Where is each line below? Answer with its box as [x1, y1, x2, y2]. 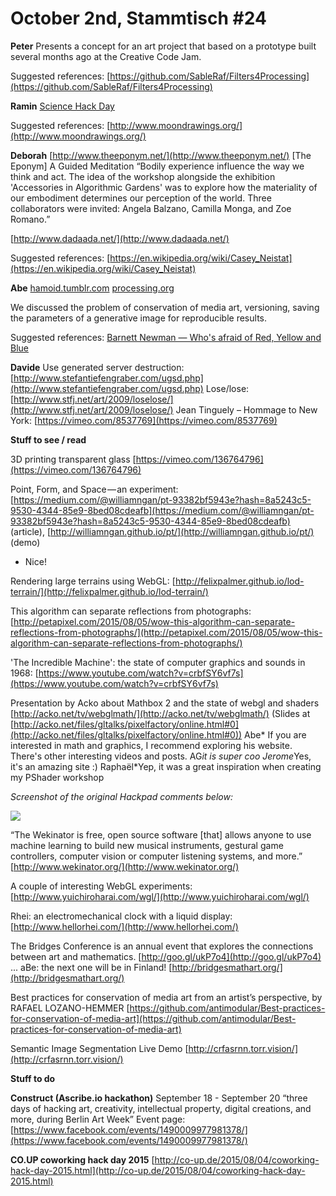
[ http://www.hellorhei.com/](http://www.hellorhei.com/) [10, 920, 239, 932]
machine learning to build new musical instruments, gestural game [10, 839, 284, 851]
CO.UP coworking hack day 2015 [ [10, 1153, 155, 1166]
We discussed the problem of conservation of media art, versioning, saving [10, 301, 320, 313]
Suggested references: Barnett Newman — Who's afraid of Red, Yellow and [10, 331, 322, 343]
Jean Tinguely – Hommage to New [175, 403, 318, 416]
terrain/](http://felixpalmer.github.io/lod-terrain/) [10, 585, 209, 597]
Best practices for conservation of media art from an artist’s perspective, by [10, 991, 323, 1003]
